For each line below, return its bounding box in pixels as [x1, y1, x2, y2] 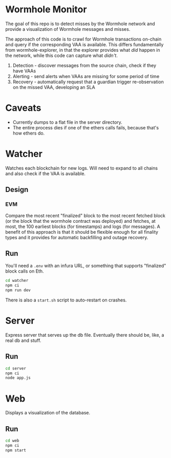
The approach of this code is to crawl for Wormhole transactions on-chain [5, 36, 162, 42]
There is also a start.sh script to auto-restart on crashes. [5, 297, 127, 303]
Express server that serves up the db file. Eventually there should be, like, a [5, 332, 164, 338]
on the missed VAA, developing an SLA [12, 84, 96, 90]
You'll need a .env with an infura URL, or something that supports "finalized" [5, 263, 166, 269]
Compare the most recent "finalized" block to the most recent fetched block [5, 212, 165, 219]
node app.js [5, 375, 31, 380]
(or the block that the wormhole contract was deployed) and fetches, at [5, 218, 156, 224]
